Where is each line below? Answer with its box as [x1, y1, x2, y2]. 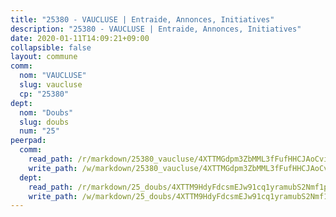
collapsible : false [10, 42, 92, 53]
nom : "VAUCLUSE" [19, 71, 87, 81]
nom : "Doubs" [19, 107, 74, 118]
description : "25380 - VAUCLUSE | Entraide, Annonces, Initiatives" [10, 24, 302, 34]
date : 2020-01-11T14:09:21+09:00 [10, 33, 150, 43]
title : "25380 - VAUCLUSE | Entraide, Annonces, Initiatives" [10, 14, 275, 25]
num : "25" [19, 126, 60, 136]
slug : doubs [19, 117, 70, 127]
